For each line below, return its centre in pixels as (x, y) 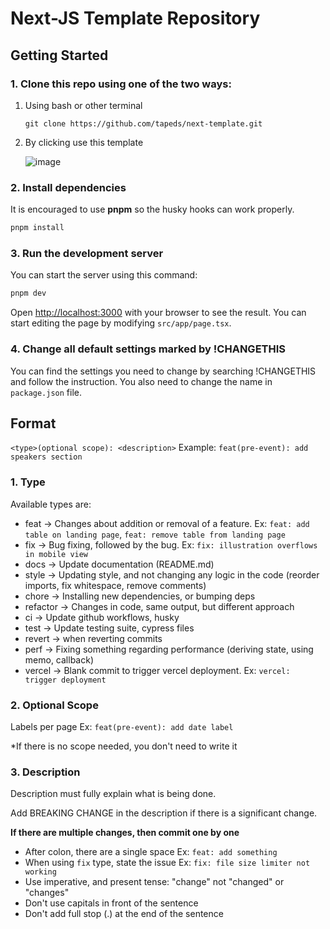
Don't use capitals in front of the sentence (111, 903)
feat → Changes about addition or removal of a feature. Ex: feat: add (167, 523)
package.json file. (46, 392)
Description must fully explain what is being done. (113, 794)
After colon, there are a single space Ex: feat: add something (151, 852)
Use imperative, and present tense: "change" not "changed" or (154, 882)
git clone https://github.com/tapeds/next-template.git (143, 123)
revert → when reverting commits (93, 638)
